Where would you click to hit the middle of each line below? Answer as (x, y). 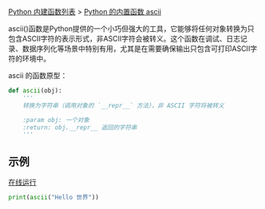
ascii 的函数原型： (38, 75)
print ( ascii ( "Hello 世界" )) (54, 198)
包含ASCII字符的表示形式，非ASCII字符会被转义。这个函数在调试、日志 (125, 39)
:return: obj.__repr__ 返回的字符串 (80, 127)
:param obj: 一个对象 (56, 120)
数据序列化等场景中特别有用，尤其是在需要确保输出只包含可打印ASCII (136, 49)
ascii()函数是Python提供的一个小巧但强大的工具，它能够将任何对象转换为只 (131, 29)
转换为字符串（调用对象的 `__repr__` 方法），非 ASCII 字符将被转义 (124, 105)
